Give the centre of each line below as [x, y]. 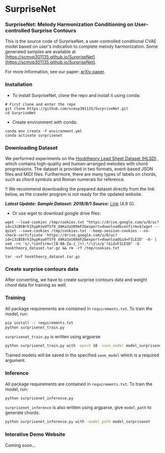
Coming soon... [20, 445]
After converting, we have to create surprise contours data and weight [76, 280]
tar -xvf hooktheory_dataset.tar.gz [42, 257]
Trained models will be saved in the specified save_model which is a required [82, 355]
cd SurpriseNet [21, 113]
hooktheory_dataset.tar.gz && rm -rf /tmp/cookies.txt [62, 248]
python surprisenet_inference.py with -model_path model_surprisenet [78, 422]
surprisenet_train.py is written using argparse [53, 337]
